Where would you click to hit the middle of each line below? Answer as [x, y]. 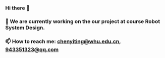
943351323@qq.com [32, 49]
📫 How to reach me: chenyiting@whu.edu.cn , [63, 41]
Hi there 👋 [18, 8]
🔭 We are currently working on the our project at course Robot [83, 21]
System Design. [25, 27]
